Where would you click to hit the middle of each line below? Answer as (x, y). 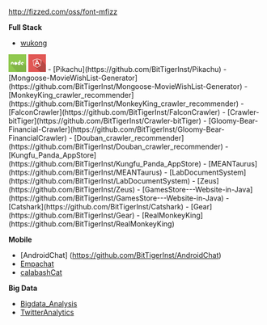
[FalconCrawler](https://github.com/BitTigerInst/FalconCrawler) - (117, 112)
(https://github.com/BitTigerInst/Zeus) (72, 190)
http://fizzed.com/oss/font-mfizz (63, 12)
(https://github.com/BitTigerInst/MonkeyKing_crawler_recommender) (124, 103)
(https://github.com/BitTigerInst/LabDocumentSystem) (100, 181)
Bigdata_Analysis (49, 304)
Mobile (20, 239)
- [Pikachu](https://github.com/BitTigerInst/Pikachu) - (137, 69)
